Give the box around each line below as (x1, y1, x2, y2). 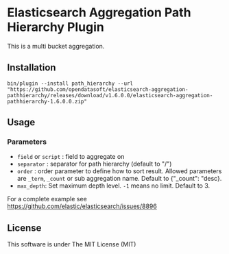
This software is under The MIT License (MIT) (7, 240, 136, 249)
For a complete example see (7, 195, 87, 203)
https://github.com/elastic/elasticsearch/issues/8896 (7, 202, 158, 210)
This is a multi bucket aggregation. (7, 42, 105, 50)
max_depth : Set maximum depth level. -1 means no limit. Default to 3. (16, 181, 210, 190)
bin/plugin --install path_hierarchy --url (7, 80, 134, 87)
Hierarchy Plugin (7, 19, 104, 35)
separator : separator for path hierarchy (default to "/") (16, 160, 172, 168)
